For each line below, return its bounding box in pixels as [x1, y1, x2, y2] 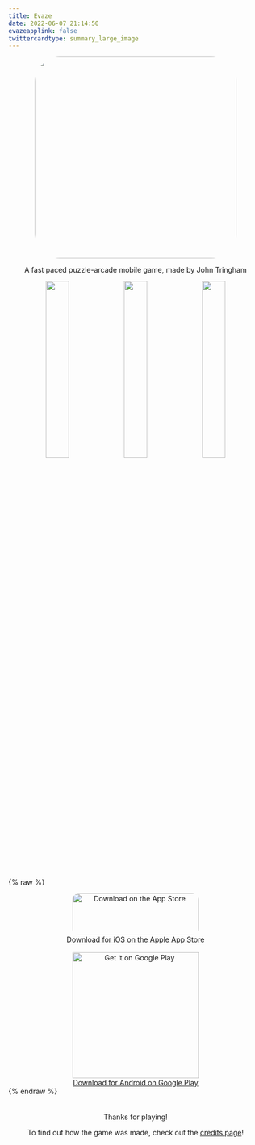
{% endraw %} [8, 1086, 58, 1097]
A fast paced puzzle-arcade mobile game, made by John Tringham [23, 265, 248, 275]
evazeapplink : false [8, 27, 78, 35]
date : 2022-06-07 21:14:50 [8, 19, 99, 27]
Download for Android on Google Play [72, 1078, 199, 1088]
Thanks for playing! [103, 1112, 168, 1122]
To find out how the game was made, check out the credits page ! [27, 1128, 245, 1138]
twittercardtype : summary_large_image [8, 34, 139, 43]
